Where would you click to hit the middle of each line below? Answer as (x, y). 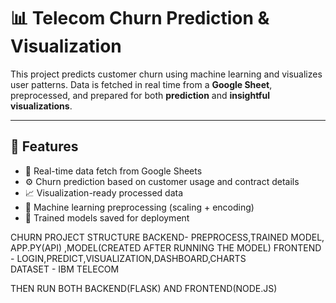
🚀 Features (44, 146)
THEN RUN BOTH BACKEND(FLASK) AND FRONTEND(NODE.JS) (144, 288)
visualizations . (41, 106)
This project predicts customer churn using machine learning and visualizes (166, 74)
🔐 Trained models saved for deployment (107, 217)
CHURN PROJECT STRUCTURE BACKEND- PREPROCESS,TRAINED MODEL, (167, 237)
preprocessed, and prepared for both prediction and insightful (140, 95)
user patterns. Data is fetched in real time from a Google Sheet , (141, 84)
